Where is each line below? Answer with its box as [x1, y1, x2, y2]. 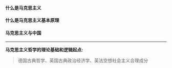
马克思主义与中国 [5, 29, 41, 36]
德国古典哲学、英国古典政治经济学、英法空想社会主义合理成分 [17, 57, 148, 63]
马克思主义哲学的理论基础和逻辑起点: [5, 47, 83, 53]
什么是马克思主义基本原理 [5, 17, 59, 23]
